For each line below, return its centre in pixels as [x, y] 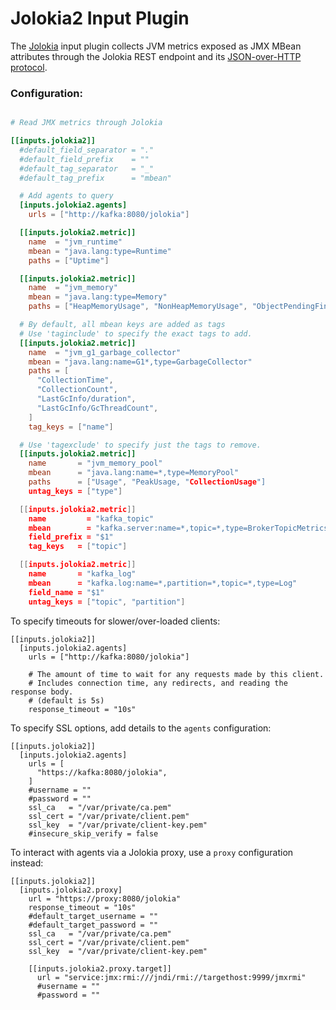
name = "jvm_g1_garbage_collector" [105, 352]
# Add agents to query [66, 196]
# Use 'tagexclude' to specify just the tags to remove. [140, 445]
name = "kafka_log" [82, 574]
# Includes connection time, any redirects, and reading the [158, 683]
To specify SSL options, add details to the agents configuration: [141, 728]
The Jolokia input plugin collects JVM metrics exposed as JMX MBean [156, 46]
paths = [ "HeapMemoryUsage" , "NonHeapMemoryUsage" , [138, 307]
